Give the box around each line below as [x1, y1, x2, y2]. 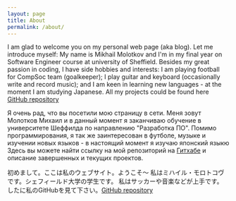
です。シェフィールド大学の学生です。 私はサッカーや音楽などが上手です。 [7, 177, 223, 185]
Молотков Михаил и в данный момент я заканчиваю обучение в [7, 116, 202, 125]
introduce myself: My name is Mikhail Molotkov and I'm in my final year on [7, 50, 223, 59]
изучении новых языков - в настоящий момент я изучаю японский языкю [7, 139, 230, 147]
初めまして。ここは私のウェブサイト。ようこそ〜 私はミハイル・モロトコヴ [7, 169, 225, 177]
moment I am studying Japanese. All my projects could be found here [7, 87, 209, 96]
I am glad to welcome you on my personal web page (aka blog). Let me [7, 43, 213, 51]
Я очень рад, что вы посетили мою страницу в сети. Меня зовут [7, 109, 201, 117]
